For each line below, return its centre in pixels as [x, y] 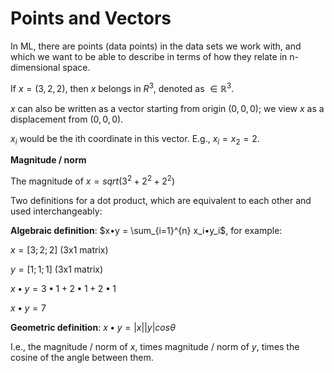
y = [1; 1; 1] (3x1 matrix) [57, 269]
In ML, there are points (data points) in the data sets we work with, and [156, 46]
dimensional [35, 67]
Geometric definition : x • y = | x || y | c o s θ [93, 328]
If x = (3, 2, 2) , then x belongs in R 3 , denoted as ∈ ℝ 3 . [122, 87]
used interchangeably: [56, 211]
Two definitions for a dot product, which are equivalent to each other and [161, 201]
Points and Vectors [91, 18]
